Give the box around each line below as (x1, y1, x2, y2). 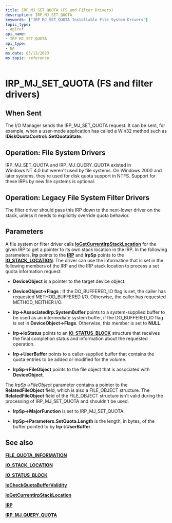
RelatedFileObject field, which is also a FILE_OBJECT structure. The (5, 387, 150, 393)
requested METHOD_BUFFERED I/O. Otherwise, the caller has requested (12, 294, 166, 300)
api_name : (5, 31, 27, 37)
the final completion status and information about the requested (12, 335, 148, 341)
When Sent (5, 109, 42, 117)
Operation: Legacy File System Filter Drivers (5, 193, 150, 202)
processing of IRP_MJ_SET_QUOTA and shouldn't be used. (5, 398, 129, 404)
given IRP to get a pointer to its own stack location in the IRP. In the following (5, 246, 167, 253)
